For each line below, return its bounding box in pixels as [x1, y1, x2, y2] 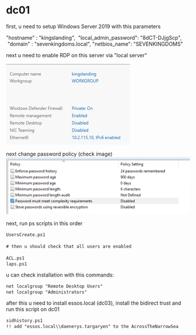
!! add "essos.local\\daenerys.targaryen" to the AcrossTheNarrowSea [6, 324, 179, 330]
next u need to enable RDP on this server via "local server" [6, 51, 148, 58]
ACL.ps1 [6, 255, 25, 261]
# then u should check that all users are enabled [6, 244, 132, 250]
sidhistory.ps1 [6, 318, 43, 324]
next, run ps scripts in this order [6, 220, 83, 227]
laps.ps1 [6, 261, 27, 267]
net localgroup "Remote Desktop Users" [6, 284, 103, 289]
